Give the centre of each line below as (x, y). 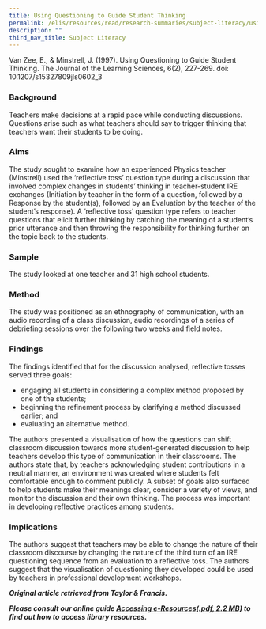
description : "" (36, 30)
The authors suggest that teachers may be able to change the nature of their (133, 544)
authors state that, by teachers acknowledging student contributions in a (127, 464)
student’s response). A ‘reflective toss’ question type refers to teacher (123, 211)
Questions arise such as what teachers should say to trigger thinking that (128, 123)
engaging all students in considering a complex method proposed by (132, 390)
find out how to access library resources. (78, 617)
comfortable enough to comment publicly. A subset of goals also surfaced (130, 481)
